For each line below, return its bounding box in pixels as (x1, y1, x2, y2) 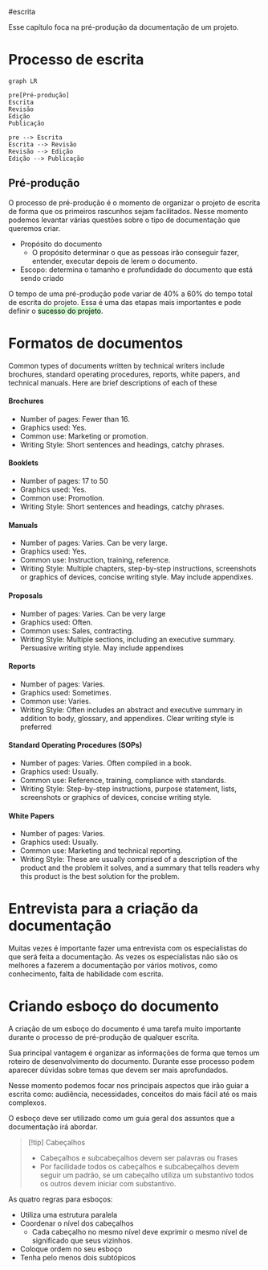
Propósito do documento (19, 239, 103, 249)
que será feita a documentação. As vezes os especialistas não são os (8, 952, 238, 962)
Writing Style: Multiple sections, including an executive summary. (19, 634, 236, 644)
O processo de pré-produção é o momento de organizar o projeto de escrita (8, 197, 261, 208)
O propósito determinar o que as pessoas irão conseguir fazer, (31, 247, 239, 257)
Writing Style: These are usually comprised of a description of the (19, 855, 238, 864)
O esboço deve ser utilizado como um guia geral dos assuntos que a (8, 1113, 235, 1123)
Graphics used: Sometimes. (19, 687, 112, 697)
